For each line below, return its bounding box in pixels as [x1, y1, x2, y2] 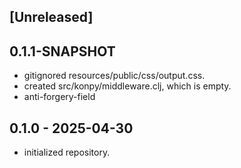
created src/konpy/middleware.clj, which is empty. [23, 80, 232, 92]
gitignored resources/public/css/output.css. [23, 70, 206, 82]
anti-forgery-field [23, 91, 96, 103]
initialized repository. [23, 146, 111, 159]
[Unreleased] [9, 9, 94, 26]
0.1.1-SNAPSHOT [9, 43, 116, 60]
